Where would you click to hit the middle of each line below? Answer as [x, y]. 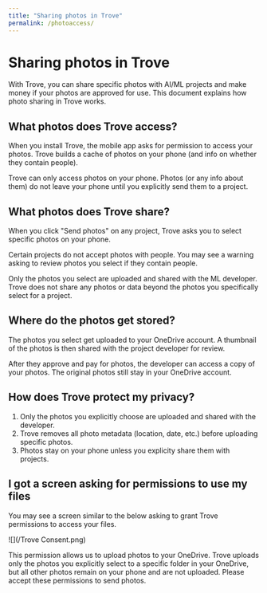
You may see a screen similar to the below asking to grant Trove [114, 516]
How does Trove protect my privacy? [102, 397]
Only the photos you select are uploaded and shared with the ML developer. [133, 279]
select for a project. [40, 296]
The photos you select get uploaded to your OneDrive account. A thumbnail [132, 340]
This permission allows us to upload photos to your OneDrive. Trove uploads [133, 555]
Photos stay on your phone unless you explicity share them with [125, 450]
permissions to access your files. [63, 524]
